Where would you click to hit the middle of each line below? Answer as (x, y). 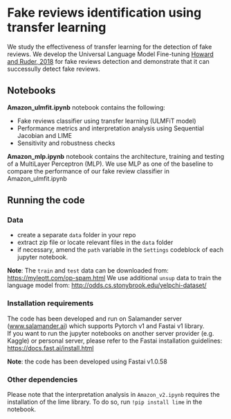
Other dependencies (43, 379)
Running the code (46, 200)
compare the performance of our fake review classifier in (88, 171)
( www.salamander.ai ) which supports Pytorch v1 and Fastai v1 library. (106, 326)
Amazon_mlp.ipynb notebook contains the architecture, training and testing (116, 156)
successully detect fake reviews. (54, 69)
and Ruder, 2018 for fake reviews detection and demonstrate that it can (108, 61)
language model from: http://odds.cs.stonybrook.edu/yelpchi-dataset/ (107, 285)
